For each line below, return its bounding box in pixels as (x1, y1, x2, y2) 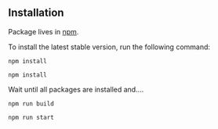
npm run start (8, 113, 55, 121)
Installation (8, 6, 64, 20)
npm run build (8, 99, 55, 108)
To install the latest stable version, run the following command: (8, 42, 210, 52)
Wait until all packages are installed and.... (8, 84, 144, 94)
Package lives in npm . (8, 27, 79, 36)
